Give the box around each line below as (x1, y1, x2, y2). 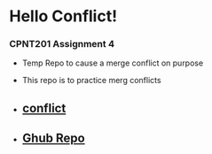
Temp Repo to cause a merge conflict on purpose (21, 58, 204, 68)
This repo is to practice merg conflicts (21, 75, 161, 86)
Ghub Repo (21, 131, 86, 146)
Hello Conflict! (9, 6, 118, 27)
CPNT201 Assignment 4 (9, 38, 115, 50)
